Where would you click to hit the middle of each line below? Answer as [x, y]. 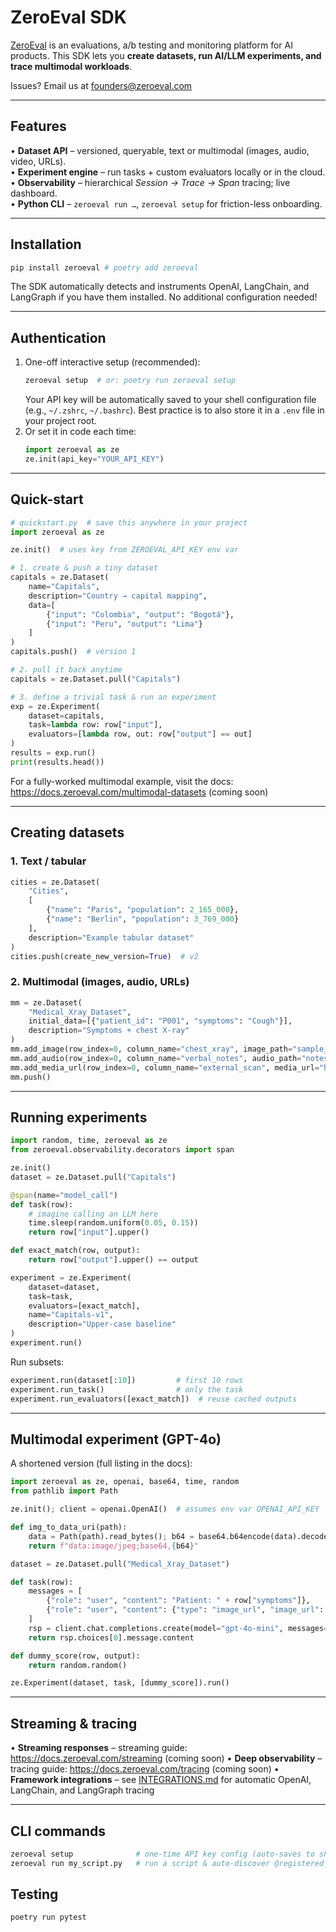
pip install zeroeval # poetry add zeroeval [104, 267]
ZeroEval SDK [68, 17]
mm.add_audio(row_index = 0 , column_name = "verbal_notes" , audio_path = [156, 1058]
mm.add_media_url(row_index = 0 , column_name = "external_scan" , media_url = [165, 1067]
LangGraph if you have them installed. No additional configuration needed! [164, 297]
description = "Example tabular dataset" [111, 937]
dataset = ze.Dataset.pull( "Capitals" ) [93, 1177]
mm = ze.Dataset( [46, 1002]
